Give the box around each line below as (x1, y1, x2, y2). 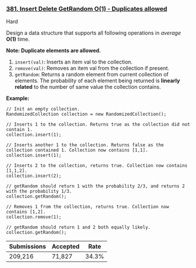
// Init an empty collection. (6, 106, 80, 112)
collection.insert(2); (6, 173, 62, 179)
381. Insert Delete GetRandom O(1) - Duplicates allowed (6, 5, 167, 13)
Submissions (9, 243, 46, 251)
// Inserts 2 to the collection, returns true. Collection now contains (6, 163, 188, 169)
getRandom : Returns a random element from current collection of (14, 71, 169, 78)
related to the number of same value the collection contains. (14, 83, 161, 91)
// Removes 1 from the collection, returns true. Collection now (6, 204, 169, 210)
